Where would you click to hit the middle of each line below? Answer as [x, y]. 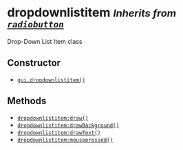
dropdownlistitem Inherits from [92, 13]
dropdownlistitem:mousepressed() [65, 140]
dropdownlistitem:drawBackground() [68, 125]
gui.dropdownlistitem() [51, 80]
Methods [27, 101]
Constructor [34, 63]
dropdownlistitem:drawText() [59, 133]
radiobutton [35, 25]
